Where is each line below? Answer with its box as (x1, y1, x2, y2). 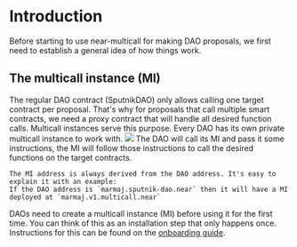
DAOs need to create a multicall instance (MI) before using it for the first (9, 208, 273, 219)
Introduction (9, 6, 103, 27)
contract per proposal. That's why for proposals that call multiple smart (9, 104, 270, 115)
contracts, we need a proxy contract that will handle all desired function (9, 113, 272, 123)
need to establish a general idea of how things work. (9, 44, 202, 55)
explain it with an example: (9, 177, 117, 186)
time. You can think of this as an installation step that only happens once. (9, 218, 277, 228)
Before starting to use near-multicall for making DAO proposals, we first (9, 36, 271, 46)
